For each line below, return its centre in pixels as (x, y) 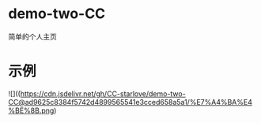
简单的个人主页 (32, 36)
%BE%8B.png (31, 110)
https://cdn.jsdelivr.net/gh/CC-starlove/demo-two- (103, 93)
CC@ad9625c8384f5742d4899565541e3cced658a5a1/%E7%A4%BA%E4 (130, 102)
